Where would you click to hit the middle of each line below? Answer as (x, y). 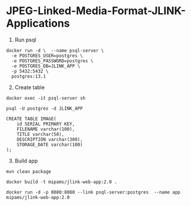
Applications (38, 23)
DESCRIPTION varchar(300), (50, 139)
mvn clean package (29, 171)
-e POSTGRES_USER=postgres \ (47, 55)
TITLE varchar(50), (41, 134)
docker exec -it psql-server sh (46, 98)
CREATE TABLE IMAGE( (32, 119)
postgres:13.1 (29, 76)
